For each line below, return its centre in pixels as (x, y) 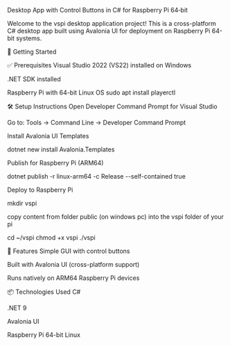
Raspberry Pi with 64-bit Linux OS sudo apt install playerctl (91, 92)
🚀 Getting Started (32, 52)
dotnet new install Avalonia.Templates (61, 149)
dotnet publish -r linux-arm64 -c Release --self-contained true (96, 176)
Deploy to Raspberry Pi (40, 190)
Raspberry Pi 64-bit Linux (44, 335)
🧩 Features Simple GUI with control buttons (69, 251)
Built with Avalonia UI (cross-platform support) (73, 264)
